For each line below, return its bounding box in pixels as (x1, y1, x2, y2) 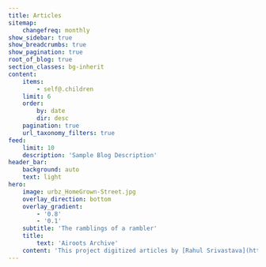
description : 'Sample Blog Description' (22, 151, 158, 159)
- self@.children (36, 85, 93, 93)
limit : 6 (22, 92, 51, 100)
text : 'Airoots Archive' (36, 239, 119, 247)
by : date (36, 107, 66, 115)
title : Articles (8, 11, 62, 20)
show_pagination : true (8, 48, 83, 56)
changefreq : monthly (22, 26, 90, 34)
